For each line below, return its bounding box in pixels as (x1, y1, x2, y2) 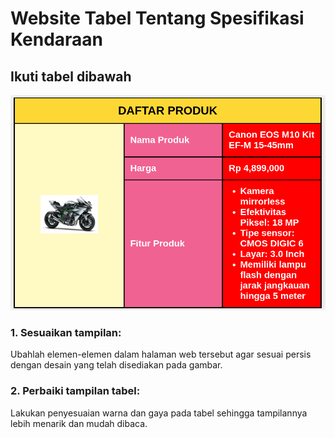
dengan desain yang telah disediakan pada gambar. (10, 359, 223, 371)
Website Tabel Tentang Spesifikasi (10, 7, 305, 30)
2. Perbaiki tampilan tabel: (10, 384, 141, 398)
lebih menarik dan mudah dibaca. (10, 417, 148, 429)
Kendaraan (10, 28, 104, 51)
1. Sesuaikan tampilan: (10, 325, 122, 339)
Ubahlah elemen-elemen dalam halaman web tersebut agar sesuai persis (10, 348, 312, 361)
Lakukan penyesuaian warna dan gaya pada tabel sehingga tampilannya (10, 407, 308, 419)
